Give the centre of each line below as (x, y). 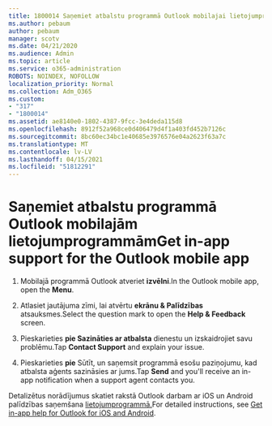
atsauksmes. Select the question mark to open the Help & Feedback (133, 314)
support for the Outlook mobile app (129, 258)
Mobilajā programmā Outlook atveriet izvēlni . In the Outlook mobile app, (139, 282)
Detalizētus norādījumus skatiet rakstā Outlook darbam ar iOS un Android (131, 396)
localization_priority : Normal (61, 84)
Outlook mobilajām (73, 224)
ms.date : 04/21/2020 (43, 46)
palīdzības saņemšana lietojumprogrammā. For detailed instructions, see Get (136, 404)
